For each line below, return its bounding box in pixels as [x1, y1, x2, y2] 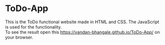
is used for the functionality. [5, 24, 62, 30]
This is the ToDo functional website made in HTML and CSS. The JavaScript [5, 19, 160, 25]
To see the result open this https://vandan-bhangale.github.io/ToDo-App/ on [5, 29, 160, 35]
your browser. [5, 34, 33, 40]
